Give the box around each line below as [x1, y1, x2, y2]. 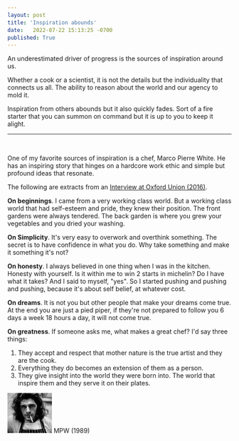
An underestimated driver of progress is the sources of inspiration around [7, 54, 223, 63]
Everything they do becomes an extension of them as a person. [17, 363, 204, 373]
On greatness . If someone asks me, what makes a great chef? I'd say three [7, 327, 228, 336]
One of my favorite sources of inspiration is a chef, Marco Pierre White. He [7, 154, 226, 163]
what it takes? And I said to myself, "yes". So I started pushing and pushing [7, 277, 227, 286]
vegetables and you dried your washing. [7, 219, 126, 228]
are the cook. [17, 356, 57, 365]
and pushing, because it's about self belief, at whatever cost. [7, 285, 186, 293]
